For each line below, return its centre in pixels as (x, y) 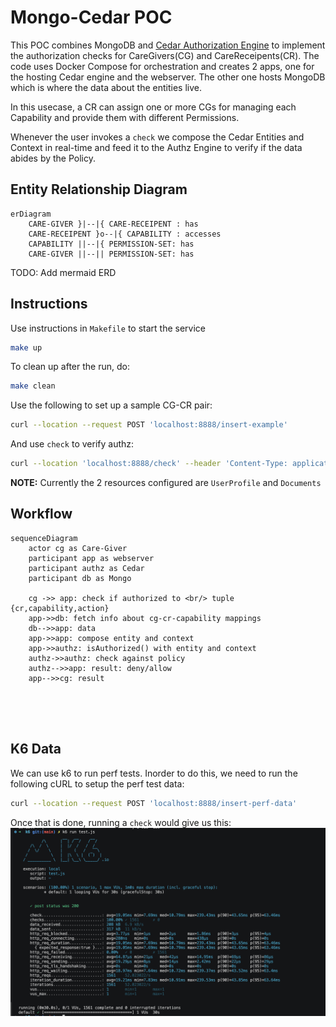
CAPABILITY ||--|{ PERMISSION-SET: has (111, 244)
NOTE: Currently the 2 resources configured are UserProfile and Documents (166, 483)
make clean (33, 386)
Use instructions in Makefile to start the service (108, 328)
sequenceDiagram (44, 538)
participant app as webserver (91, 558)
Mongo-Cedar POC (91, 17)
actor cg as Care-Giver (78, 548)
